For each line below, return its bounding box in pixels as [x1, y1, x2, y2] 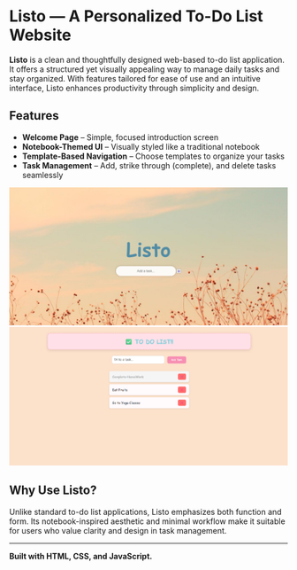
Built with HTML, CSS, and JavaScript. [9, 550, 153, 561]
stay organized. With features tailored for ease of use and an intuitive [9, 73, 261, 83]
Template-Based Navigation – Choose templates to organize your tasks [21, 151, 286, 161]
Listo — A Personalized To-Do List [9, 6, 263, 27]
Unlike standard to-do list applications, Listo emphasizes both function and [9, 506, 282, 517]
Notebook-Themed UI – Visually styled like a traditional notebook [21, 141, 261, 152]
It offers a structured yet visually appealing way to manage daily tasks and [9, 64, 280, 74]
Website [9, 25, 72, 45]
